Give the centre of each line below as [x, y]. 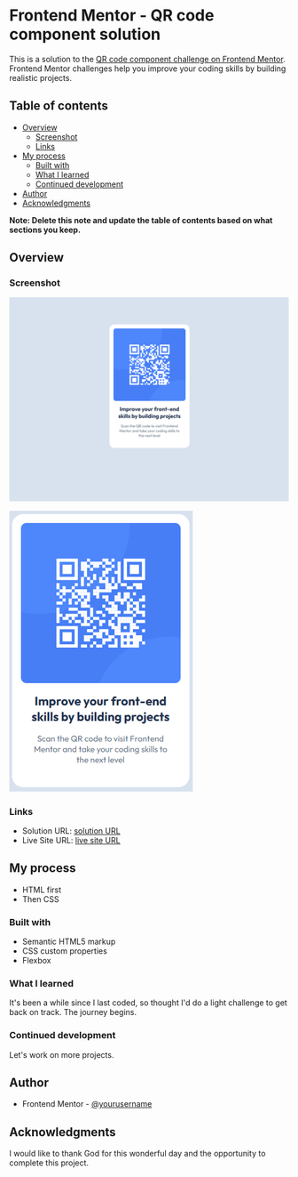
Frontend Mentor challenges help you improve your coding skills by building [148, 69]
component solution [85, 34]
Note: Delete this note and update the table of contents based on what [141, 220]
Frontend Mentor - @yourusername [87, 1104]
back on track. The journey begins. [73, 1012]
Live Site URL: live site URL [71, 840]
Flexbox [36, 961]
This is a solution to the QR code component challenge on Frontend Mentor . [147, 59]
